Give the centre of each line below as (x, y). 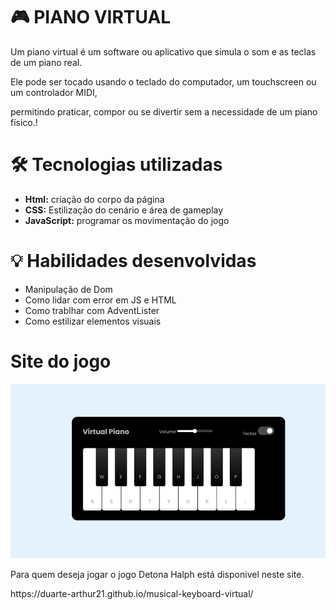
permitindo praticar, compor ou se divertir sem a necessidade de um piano (164, 111)
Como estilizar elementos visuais (93, 321)
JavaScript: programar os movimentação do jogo (127, 220)
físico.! (24, 122)
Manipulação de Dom (68, 289)
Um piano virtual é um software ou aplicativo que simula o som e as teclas (163, 51)
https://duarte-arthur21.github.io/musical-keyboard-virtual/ (132, 593)
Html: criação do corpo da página (94, 199)
